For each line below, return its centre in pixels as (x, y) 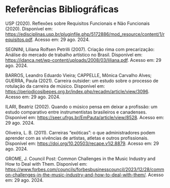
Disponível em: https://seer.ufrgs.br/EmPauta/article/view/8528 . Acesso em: (85, 117)
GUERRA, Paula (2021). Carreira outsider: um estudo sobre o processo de (82, 81)
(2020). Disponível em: (29, 28)
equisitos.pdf (19, 40)
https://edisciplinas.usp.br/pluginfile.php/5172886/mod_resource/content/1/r (85, 34)
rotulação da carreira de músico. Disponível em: (55, 86)
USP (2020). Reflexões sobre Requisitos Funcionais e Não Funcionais (78, 23)
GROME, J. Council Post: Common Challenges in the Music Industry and (80, 159)
